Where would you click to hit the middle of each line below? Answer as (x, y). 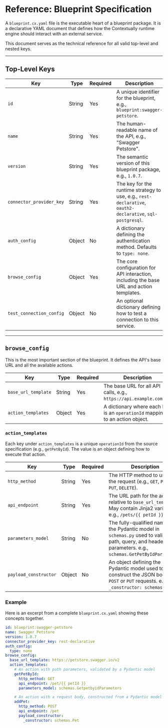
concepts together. (25, 618)
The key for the (134, 184)
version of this (133, 163)
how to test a (131, 313)
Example (16, 602)
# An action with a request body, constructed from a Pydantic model (88, 697)
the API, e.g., (131, 136)
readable (127, 130)
